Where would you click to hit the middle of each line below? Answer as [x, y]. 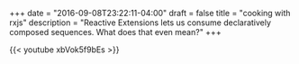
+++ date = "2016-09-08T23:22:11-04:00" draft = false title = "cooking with [150, 13]
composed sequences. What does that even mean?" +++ [116, 32]
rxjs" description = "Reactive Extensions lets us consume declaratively [140, 23]
